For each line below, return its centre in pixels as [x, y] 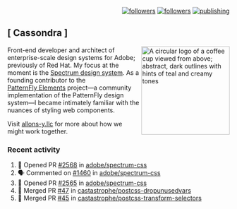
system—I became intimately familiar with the [73, 102]
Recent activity [34, 150]
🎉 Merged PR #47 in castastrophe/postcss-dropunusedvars [104, 191]
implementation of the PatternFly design [66, 95]
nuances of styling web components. [61, 110]
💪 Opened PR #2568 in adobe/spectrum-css [82, 165]
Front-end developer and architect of [61, 50]
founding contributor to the [47, 80]
